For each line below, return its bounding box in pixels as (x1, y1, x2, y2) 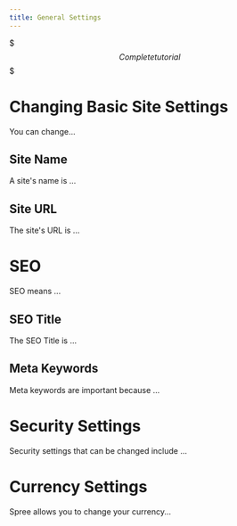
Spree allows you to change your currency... (9, 505, 172, 517)
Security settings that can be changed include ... (9, 445, 188, 456)
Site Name (9, 152, 69, 167)
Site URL (9, 201, 58, 217)
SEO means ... (9, 286, 61, 297)
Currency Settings (9, 476, 148, 497)
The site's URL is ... (9, 225, 80, 236)
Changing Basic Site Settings (9, 96, 229, 117)
